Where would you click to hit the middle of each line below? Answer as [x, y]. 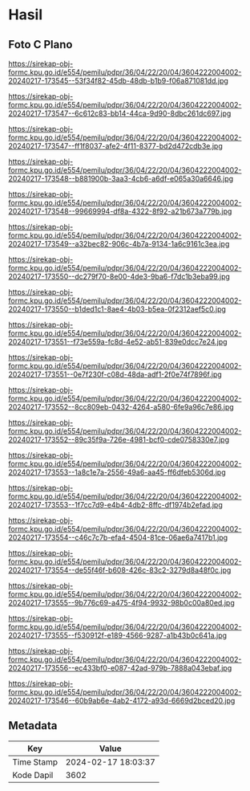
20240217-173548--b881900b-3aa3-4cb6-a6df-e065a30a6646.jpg [121, 179]
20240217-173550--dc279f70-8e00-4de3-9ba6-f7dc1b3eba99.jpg [119, 276]
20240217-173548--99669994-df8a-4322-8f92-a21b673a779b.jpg [120, 211]
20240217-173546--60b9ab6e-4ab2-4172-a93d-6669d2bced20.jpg [122, 701]
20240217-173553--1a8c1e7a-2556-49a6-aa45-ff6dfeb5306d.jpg [117, 472]
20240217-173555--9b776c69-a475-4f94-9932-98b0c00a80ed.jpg [121, 603]
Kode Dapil [33, 775]
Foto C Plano [40, 45]
